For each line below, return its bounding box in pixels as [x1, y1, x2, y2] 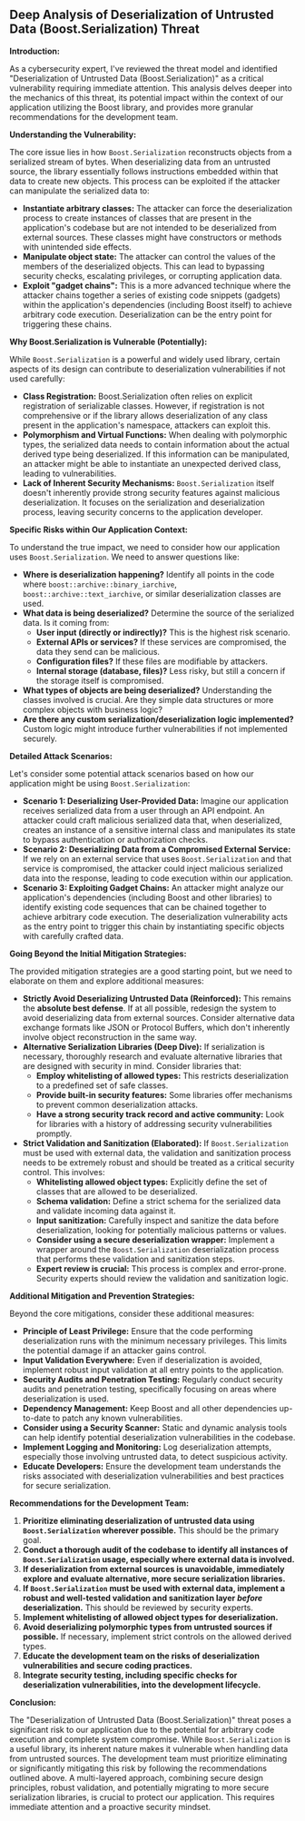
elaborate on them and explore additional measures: [9, 975, 204, 986]
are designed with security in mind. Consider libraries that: [22, 1060, 242, 1071]
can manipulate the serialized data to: [9, 185, 150, 196]
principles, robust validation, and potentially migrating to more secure [9, 1782, 270, 1793]
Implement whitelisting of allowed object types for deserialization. [22, 1611, 279, 1622]
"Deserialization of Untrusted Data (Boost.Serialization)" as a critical [9, 73, 264, 84]
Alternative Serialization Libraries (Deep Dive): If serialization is [22, 1041, 265, 1052]
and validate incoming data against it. [35, 1205, 176, 1216]
